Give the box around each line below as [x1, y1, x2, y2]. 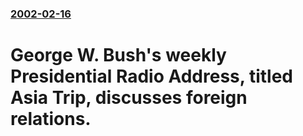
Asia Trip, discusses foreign [10, 87, 248, 109]
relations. [10, 108, 92, 131]
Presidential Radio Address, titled [10, 65, 293, 88]
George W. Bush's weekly [10, 44, 227, 67]
